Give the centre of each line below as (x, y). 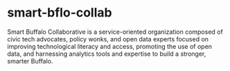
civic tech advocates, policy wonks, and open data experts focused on (108, 39)
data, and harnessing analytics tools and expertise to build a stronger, (107, 54)
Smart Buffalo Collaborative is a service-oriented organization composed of (115, 32)
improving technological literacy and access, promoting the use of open (110, 46)
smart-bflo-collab (60, 13)
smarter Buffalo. (30, 61)
